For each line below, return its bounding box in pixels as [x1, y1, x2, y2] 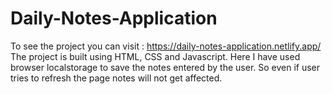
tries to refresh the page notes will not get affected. [10, 72, 223, 84]
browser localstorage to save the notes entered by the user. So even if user [10, 61, 321, 73]
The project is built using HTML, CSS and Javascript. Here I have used [10, 50, 301, 62]
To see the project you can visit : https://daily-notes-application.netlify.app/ [10, 40, 322, 52]
